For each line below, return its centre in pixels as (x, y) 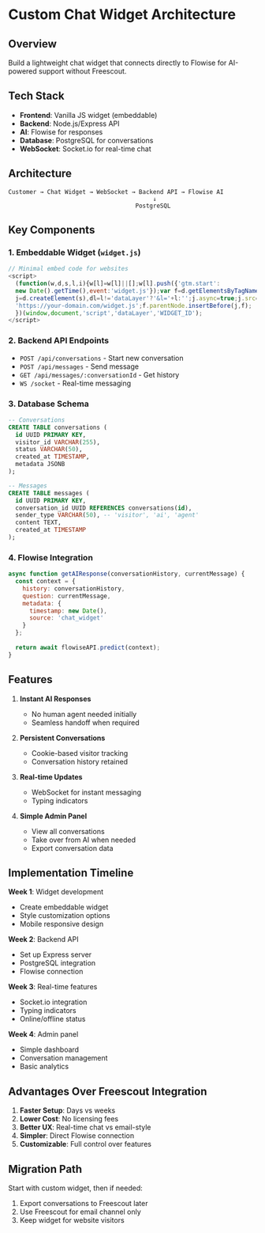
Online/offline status (52, 1019)
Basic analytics (44, 1067)
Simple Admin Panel (53, 816)
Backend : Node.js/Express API (69, 123)
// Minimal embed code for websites (68, 269)
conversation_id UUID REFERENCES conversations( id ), (104, 508)
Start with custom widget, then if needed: (76, 1188)
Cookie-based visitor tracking (80, 753)
